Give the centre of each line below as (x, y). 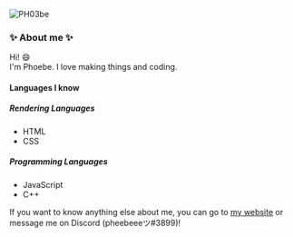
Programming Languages (59, 162)
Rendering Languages (52, 108)
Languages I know (44, 87)
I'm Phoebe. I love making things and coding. (93, 67)
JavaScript (43, 184)
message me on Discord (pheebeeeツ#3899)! (95, 222)
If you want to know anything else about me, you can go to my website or (146, 212)
